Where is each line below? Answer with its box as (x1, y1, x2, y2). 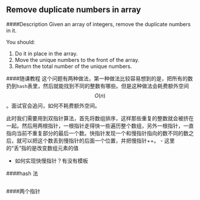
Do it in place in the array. (14, 50, 78, 57)
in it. (6, 27, 17, 34)
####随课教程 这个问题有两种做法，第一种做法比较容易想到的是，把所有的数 (6, 74, 193, 82)
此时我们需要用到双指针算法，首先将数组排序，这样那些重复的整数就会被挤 (6, 114, 189, 121)
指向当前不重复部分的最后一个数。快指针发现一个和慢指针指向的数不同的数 (6, 129, 189, 136)
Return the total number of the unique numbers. (14, 62, 132, 70)
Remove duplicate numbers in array (6, 5, 141, 15)
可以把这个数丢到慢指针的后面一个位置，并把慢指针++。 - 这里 (21, 137, 175, 144)
